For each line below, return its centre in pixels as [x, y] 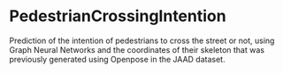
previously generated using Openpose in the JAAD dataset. [117, 59]
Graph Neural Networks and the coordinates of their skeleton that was [137, 49]
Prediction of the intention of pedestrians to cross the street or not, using [142, 40]
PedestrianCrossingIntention [118, 16]
